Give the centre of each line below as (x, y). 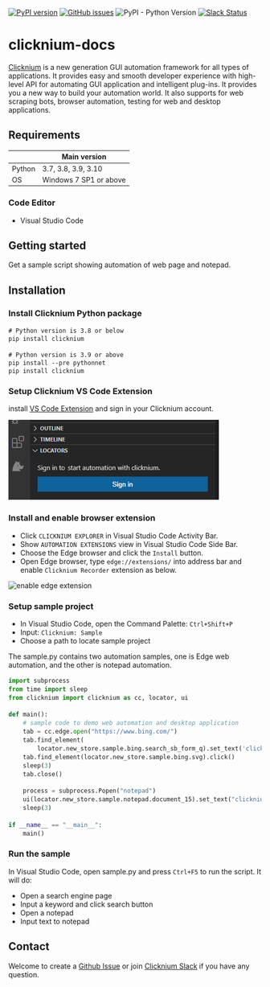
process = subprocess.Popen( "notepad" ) (90, 791)
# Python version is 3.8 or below (66, 331)
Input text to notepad (55, 921)
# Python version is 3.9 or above (66, 355)
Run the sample (39, 854)
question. (24, 974)
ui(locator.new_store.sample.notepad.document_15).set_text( (127, 800)
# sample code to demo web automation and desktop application (131, 723)
